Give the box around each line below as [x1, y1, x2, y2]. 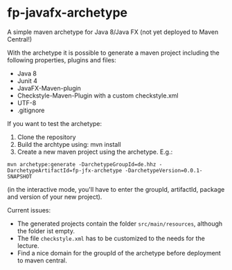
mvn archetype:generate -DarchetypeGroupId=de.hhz [7, 161, 157, 168]
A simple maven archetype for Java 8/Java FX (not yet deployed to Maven [7, 28, 219, 36]
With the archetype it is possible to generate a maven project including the [7, 48, 220, 57]
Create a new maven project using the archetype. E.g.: [17, 147, 173, 156]
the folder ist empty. [17, 226, 75, 235]
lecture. [17, 241, 39, 250]
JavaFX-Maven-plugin [17, 84, 82, 92]
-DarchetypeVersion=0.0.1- [125, 167, 203, 174]
